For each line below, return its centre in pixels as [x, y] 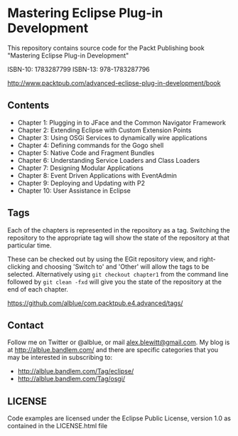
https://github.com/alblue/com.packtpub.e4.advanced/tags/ [95, 303]
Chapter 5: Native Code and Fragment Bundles [86, 153]
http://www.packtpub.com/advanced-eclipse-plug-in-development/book [114, 83]
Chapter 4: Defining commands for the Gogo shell [91, 145]
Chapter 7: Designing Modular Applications [81, 168]
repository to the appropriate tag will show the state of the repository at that [118, 238]
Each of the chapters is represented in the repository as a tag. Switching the [119, 230]
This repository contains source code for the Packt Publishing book [106, 48]
